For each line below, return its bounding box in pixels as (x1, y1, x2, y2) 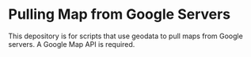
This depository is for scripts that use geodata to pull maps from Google (8, 31, 243, 41)
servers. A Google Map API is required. (8, 39, 135, 48)
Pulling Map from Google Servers (8, 5, 231, 23)
